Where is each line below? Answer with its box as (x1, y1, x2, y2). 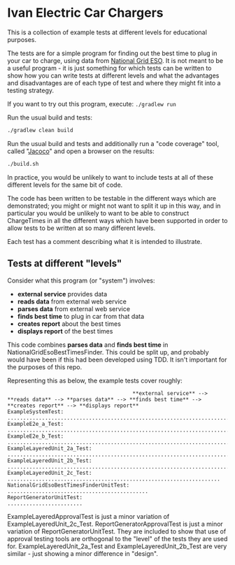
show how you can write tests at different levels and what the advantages (7, 71, 220, 80)
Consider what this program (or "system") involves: (7, 276, 155, 285)
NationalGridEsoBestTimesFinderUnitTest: (7, 481, 130, 489)
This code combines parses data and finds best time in (7, 341, 169, 349)
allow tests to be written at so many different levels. (7, 224, 156, 232)
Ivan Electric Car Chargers (7, 5, 164, 21)
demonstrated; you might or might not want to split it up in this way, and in (7, 201, 221, 210)
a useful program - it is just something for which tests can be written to (7, 64, 212, 72)
